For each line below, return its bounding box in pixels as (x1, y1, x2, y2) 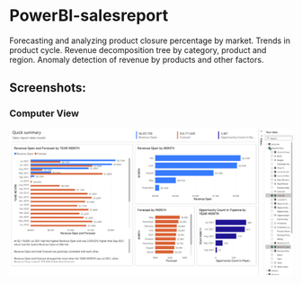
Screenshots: (9, 80, 87, 95)
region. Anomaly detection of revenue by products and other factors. (9, 54, 264, 65)
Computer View (9, 107, 79, 120)
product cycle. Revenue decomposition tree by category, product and (9, 44, 267, 55)
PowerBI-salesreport (9, 5, 169, 26)
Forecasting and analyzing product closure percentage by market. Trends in (9, 35, 290, 46)
